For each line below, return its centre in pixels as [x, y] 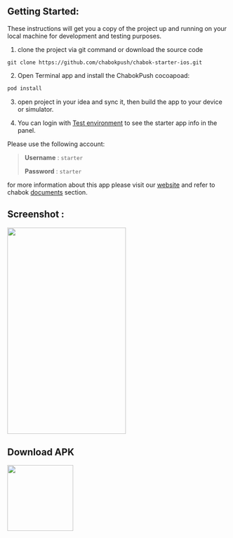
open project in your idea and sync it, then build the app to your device [120, 102]
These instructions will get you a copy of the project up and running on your [117, 28]
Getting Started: [43, 12]
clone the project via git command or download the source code [110, 49]
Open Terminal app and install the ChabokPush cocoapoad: [104, 75]
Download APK [41, 452]
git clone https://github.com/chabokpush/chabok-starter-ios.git [105, 63]
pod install [25, 88]
